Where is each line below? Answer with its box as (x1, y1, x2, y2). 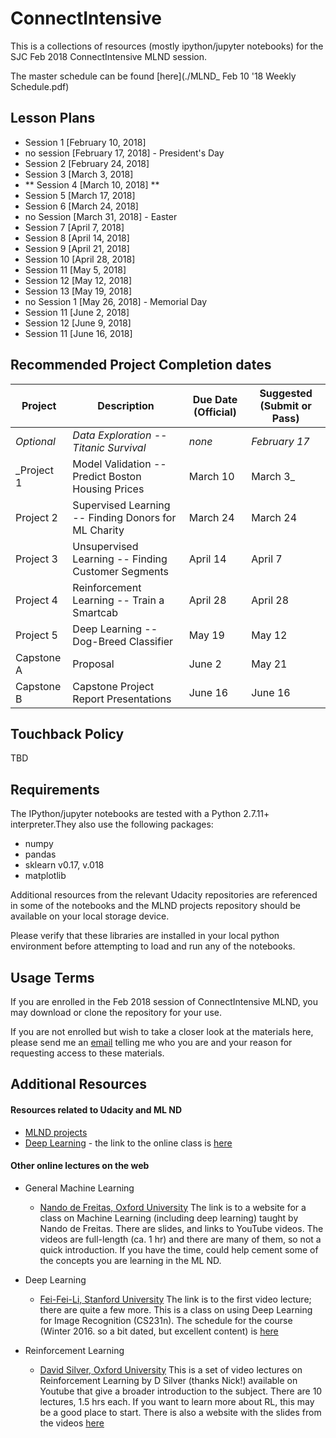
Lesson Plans (10, 110, 96, 127)
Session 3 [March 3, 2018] (24, 168, 134, 180)
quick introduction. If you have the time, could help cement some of (39, 1243, 319, 1256)
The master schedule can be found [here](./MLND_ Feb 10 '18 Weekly (10, 70, 297, 82)
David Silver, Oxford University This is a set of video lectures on (39, 1363, 303, 1376)
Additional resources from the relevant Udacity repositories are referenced (10, 889, 318, 901)
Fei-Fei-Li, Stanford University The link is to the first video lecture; (39, 1293, 312, 1305)
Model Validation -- (72, 457, 167, 471)
